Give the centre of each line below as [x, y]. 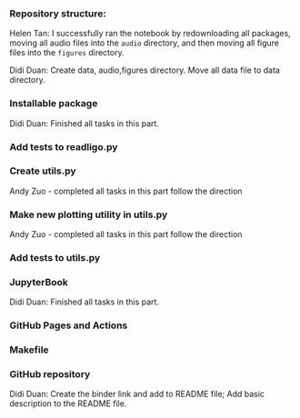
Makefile [29, 350]
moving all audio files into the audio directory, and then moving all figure [145, 43]
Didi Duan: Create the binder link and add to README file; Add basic [137, 394]
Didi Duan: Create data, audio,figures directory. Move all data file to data [145, 70]
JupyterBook [39, 282]
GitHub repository [50, 374]
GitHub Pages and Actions [69, 325]
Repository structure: [58, 14]
